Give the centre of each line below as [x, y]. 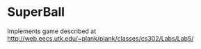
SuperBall [36, 12]
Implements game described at [52, 31]
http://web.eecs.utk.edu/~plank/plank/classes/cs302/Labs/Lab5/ [100, 38]
